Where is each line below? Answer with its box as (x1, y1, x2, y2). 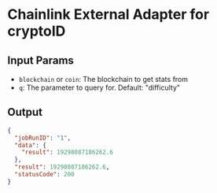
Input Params (7, 54, 74, 67)
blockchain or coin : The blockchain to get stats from (18, 75, 189, 84)
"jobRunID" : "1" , (14, 134, 72, 142)
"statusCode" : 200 (14, 171, 75, 179)
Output (7, 106, 42, 119)
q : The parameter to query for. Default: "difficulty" (18, 83, 181, 92)
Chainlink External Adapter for (7, 6, 210, 24)
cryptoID (7, 22, 66, 40)
